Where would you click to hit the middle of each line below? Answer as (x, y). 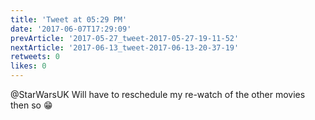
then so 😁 (31, 105)
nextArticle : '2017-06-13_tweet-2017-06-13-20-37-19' (125, 47)
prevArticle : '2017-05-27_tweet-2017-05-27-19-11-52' (125, 38)
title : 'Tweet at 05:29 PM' (69, 19)
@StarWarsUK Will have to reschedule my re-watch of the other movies (158, 94)
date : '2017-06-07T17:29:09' (71, 29)
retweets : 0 (35, 57)
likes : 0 (28, 66)
